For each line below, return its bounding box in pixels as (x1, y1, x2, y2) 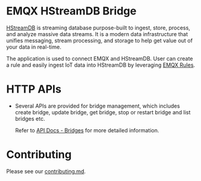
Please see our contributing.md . (6, 167, 86, 175)
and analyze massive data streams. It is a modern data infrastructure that (6, 30, 188, 37)
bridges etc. (14, 115, 45, 122)
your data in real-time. (6, 43, 62, 51)
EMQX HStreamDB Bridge (6, 4, 137, 18)
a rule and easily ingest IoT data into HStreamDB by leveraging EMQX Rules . (6, 61, 196, 69)
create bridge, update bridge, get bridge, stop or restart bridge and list (14, 108, 191, 115)
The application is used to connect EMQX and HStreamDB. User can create (6, 55, 193, 62)
